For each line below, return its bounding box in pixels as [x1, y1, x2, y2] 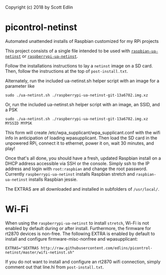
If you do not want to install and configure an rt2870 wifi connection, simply [5, 259, 161, 265]
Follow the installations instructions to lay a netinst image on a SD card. [5, 62, 153, 69]
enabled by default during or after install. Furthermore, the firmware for [5, 225, 151, 231]
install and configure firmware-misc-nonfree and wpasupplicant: [5, 236, 138, 242]
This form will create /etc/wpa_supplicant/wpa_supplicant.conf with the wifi [5, 129, 161, 135]
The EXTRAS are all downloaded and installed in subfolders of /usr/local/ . [5, 186, 160, 192]
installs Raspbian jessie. [28, 176, 78, 182]
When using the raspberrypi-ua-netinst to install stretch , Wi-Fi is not [5, 220, 150, 226]
